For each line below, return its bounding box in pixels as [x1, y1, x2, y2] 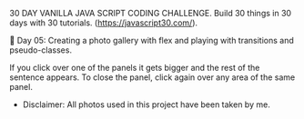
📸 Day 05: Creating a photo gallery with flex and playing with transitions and [9, 35, 294, 45]
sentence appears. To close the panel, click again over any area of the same [9, 72, 296, 83]
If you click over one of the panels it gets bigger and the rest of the [9, 63, 260, 73]
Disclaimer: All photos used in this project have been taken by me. [22, 99, 270, 110]
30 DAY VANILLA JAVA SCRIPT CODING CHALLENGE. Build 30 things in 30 [9, 8, 292, 18]
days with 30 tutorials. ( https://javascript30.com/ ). [9, 17, 198, 28]
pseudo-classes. [9, 45, 73, 55]
